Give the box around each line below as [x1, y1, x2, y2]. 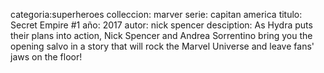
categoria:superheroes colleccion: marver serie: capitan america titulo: [10, 9, 303, 20]
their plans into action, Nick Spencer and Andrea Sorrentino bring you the [10, 30, 313, 41]
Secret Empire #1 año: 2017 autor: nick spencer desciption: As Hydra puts [10, 19, 313, 31]
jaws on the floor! [10, 51, 83, 63]
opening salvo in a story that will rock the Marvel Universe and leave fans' [10, 40, 315, 52]
